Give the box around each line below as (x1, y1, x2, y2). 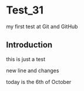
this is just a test (6, 55, 46, 62)
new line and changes (6, 67, 59, 74)
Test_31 (6, 4, 44, 17)
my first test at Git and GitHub (6, 23, 78, 30)
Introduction (6, 40, 53, 50)
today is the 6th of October (6, 78, 72, 85)
